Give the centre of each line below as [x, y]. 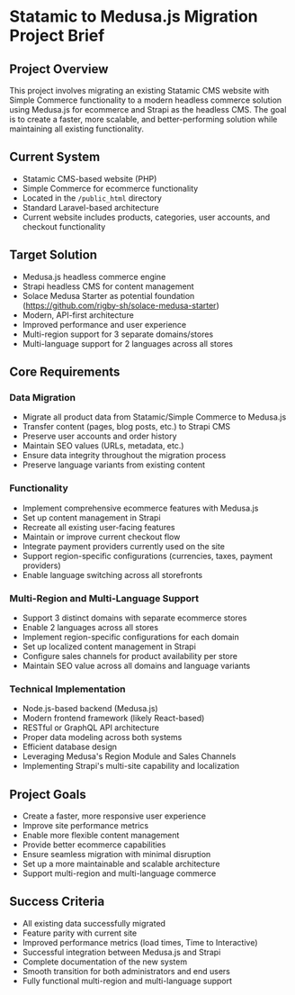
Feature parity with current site [80, 933]
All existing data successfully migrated [94, 923]
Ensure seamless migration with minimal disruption [116, 855]
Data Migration [43, 397]
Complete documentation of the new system [104, 962]
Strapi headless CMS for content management [108, 286]
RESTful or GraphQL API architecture [91, 728]
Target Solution [53, 255]
